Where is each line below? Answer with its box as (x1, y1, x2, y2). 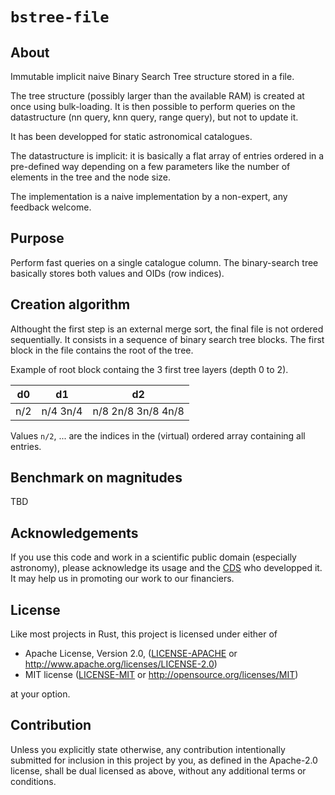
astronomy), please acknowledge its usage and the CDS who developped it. (10, 562, 323, 574)
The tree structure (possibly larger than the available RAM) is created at (10, 90, 305, 102)
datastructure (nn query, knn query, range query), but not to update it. (10, 111, 299, 123)
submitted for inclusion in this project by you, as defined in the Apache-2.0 (10, 754, 318, 766)
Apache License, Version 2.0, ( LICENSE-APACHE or (24, 648, 238, 660)
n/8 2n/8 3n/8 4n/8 (92, 404, 185, 418)
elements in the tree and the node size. (10, 171, 172, 183)
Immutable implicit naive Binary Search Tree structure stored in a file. (10, 71, 295, 82)
